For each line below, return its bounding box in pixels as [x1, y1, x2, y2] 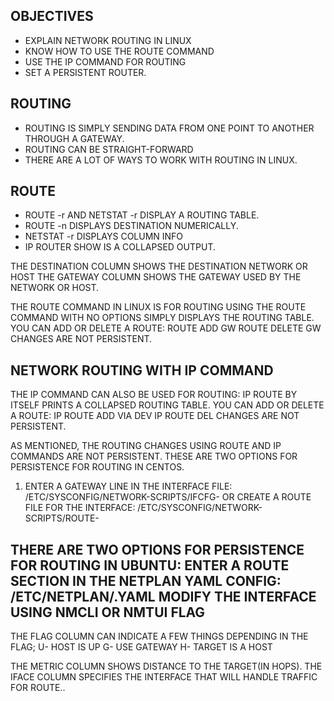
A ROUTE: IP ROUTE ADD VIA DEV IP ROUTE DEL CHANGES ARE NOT [10, 410, 300, 422]
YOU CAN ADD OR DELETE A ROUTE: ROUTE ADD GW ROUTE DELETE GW [10, 322, 322, 334]
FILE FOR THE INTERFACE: [24, 502, 136, 514]
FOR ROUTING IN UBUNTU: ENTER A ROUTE [10, 557, 290, 574]
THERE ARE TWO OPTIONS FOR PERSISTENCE [10, 541, 305, 558]
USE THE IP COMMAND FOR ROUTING [24, 55, 187, 68]
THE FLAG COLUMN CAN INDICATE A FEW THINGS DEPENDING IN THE [10, 630, 309, 643]
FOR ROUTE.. [10, 682, 66, 694]
